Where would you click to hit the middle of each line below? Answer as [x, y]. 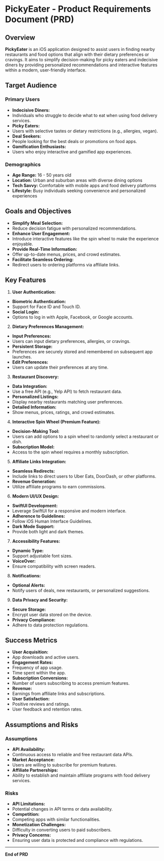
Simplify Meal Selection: [37, 223]
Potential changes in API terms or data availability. [62, 809]
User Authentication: [34, 292]
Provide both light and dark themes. [48, 531]
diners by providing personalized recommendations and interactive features [81, 65]
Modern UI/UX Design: [36, 496]
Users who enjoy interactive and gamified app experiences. [72, 152]
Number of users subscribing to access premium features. [71, 683]
